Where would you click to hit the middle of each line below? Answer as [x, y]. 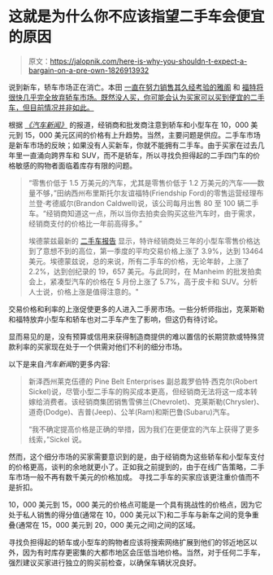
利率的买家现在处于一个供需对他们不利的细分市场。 [101, 346]
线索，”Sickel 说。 [57, 439]
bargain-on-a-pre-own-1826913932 [89, 70]
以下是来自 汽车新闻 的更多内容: [60, 364]
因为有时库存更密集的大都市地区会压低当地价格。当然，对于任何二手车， [143, 552]
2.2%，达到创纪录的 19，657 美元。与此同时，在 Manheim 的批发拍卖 [145, 271]
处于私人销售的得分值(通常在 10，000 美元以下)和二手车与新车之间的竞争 [130, 515]
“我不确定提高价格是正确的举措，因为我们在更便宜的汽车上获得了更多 [144, 429]
